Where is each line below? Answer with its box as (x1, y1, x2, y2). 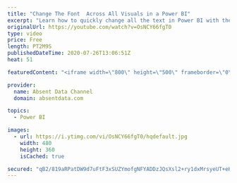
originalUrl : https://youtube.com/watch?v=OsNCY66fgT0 (7, 23, 172, 30)
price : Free (7, 37, 42, 44)
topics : (7, 107, 30, 115)
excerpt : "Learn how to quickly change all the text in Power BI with (7, 17, 219, 24)
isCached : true (20, 153, 65, 160)
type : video (7, 30, 42, 37)
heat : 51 (7, 56, 33, 63)
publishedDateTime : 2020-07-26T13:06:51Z (7, 50, 131, 57)
